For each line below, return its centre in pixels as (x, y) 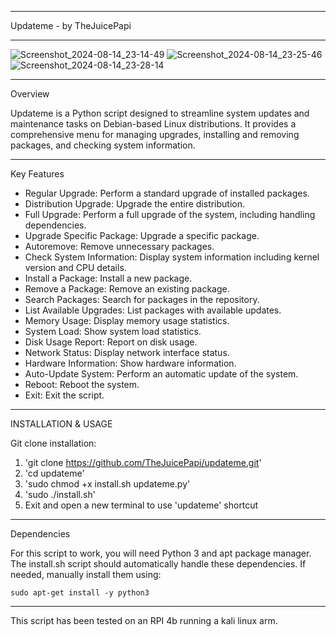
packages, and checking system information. (103, 145)
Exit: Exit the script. (64, 395)
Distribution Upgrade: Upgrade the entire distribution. (135, 204)
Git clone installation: (53, 443)
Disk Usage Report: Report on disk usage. (111, 342)
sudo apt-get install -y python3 (80, 593)
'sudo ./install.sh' (60, 494)
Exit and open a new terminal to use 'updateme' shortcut (141, 505)
